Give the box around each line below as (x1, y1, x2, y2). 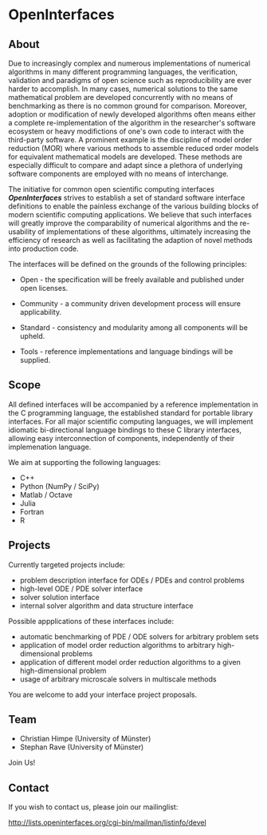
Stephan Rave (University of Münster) (19, 742, 144, 752)
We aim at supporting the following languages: (8, 457, 161, 467)
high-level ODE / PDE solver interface (19, 583, 143, 593)
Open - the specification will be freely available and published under (19, 275, 245, 284)
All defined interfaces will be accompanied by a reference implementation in (8, 400, 259, 409)
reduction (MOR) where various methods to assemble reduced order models (8, 144, 259, 153)
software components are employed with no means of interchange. (8, 169, 229, 178)
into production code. (8, 244, 80, 253)
